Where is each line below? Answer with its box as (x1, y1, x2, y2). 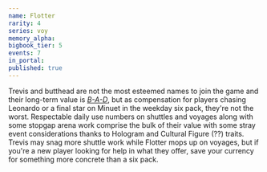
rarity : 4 (8, 19, 42, 27)
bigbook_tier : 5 (8, 42, 63, 50)
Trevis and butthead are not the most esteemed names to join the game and (8, 86, 259, 96)
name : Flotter (8, 11, 56, 20)
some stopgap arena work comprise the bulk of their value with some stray (8, 120, 257, 129)
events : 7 (8, 49, 42, 57)
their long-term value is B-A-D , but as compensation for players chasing (8, 94, 247, 104)
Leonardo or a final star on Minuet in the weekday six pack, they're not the (8, 103, 254, 113)
